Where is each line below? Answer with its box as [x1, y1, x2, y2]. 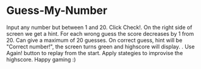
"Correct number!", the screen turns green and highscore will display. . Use [6, 43, 195, 50]
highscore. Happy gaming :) [6, 56, 76, 63]
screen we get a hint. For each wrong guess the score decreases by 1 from [6, 30, 194, 37]
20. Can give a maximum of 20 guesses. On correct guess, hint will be [6, 36, 183, 44]
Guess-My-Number [6, 4, 108, 18]
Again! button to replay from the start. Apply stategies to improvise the [6, 49, 183, 56]
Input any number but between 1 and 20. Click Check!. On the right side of [6, 24, 192, 31]
